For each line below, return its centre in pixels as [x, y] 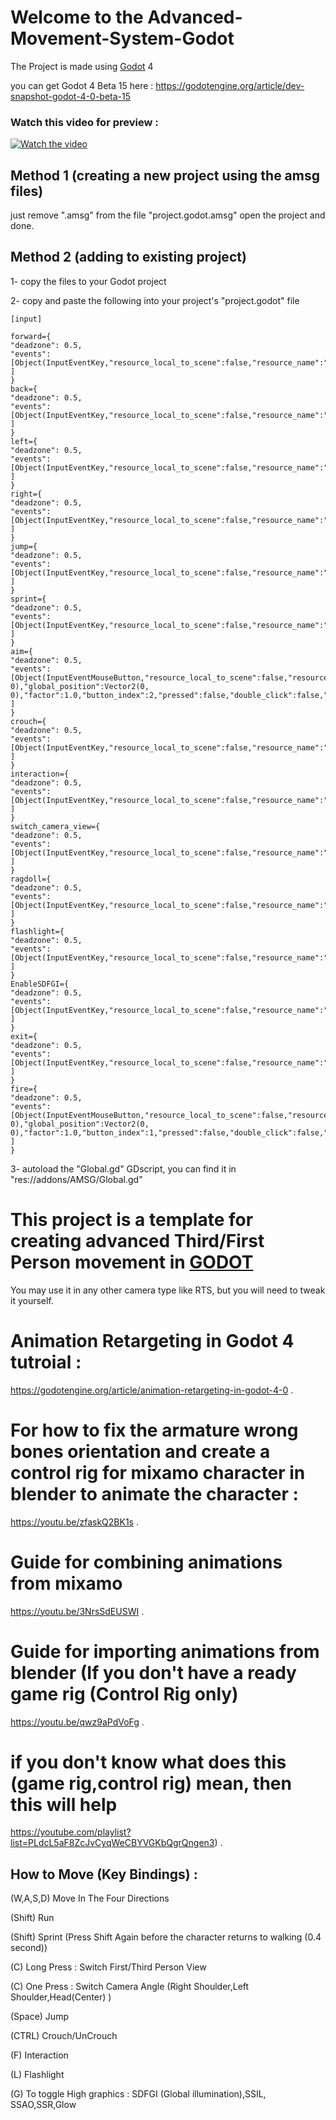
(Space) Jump [39, 2017]
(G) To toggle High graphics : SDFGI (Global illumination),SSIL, [138, 2094]
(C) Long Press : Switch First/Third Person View [108, 1967]
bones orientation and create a [140, 1451]
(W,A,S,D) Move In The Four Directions [90, 1898]
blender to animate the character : [154, 1493]
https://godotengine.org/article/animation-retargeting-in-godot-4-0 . [152, 1390]
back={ [24, 389]
